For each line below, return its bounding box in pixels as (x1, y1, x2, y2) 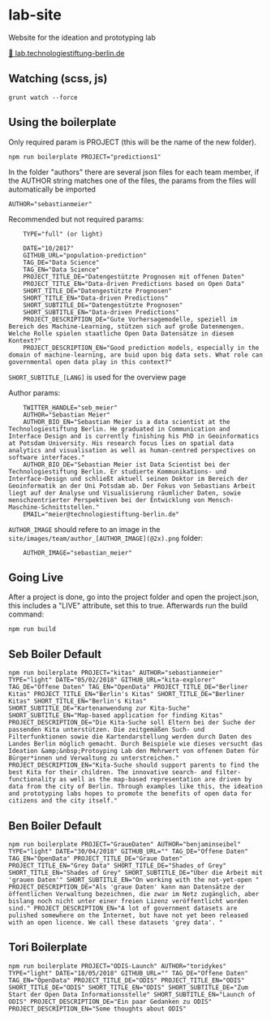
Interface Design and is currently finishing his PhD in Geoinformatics (8, 432, 260, 440)
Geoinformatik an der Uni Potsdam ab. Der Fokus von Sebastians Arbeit (8, 482, 256, 490)
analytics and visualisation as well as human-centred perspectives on (8, 446, 256, 454)
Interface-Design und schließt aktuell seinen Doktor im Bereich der (8, 474, 249, 482)
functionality (8, 776, 57, 784)
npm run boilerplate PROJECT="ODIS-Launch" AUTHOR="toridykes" (8, 962, 227, 970)
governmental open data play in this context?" (8, 357, 173, 366)
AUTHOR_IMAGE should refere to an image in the (8, 524, 161, 534)
